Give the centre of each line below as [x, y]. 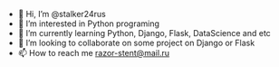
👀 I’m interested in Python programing [89, 24]
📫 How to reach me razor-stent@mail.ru [94, 53]
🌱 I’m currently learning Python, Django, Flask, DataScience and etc [144, 33]
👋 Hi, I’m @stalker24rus [62, 14]
